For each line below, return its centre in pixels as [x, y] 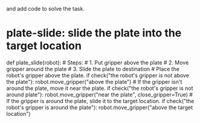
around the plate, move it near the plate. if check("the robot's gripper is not [100, 88]
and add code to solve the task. [45, 9]
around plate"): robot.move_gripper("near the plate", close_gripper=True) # [100, 94]
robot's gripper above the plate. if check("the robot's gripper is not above [98, 75]
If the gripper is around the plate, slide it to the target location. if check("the [100, 101]
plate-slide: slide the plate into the [94, 33]
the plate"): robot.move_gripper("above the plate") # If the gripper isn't [94, 81]
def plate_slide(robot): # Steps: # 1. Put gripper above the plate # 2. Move [98, 62]
